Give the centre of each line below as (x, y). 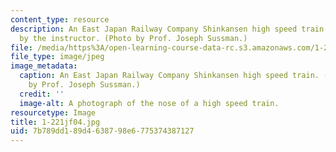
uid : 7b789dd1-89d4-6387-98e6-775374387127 (102, 131)
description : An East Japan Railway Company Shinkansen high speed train (167, 29)
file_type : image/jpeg (57, 57)
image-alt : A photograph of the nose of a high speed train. (149, 103)
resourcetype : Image (53, 112)
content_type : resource (60, 19)
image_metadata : (44, 66)
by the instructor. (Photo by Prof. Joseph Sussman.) (133, 38)
